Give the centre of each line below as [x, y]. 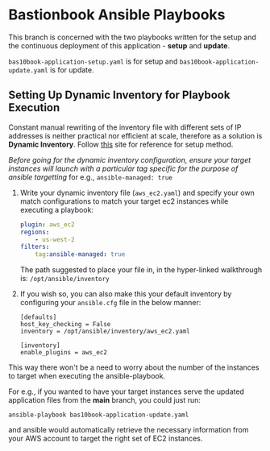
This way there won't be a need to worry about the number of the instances [134, 367]
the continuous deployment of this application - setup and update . [119, 45]
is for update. [72, 69]
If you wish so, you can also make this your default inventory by [126, 294]
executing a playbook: [57, 209]
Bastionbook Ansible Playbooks [117, 15]
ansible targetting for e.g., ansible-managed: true [91, 177]
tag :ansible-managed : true [80, 254]
